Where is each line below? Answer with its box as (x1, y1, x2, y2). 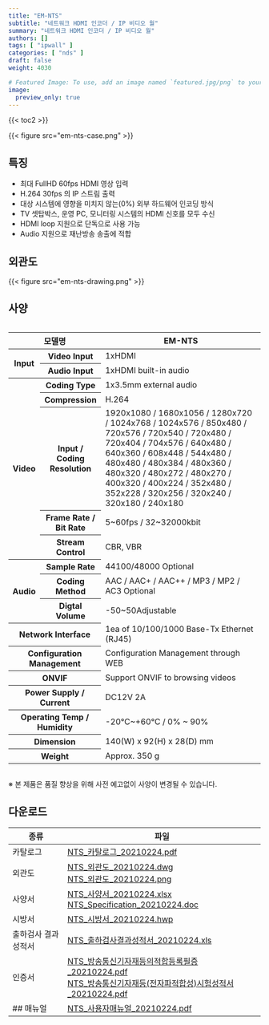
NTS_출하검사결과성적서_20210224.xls (66, 934, 212, 946)
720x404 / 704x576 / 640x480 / (105, 438, 232, 449)
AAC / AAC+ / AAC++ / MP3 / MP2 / (105, 575, 240, 586)
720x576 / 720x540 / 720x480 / (105, 427, 232, 439)
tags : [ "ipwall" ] (8, 42, 74, 50)
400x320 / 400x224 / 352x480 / (105, 478, 232, 489)
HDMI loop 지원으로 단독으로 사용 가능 (19, 219, 141, 229)
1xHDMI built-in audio (105, 364, 190, 375)
